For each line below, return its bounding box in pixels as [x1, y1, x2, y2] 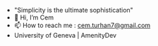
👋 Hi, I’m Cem [13, 13, 54, 22]
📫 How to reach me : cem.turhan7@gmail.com [13, 21, 151, 29]
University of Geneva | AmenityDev [13, 31, 117, 39]
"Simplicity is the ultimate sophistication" [13, 6, 134, 14]
